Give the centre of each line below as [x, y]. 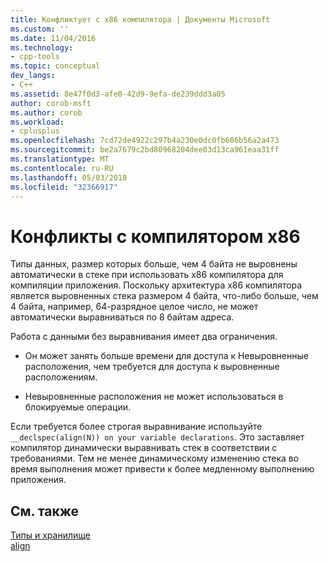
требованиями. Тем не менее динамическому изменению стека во [155, 458]
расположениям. [61, 377]
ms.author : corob [46, 112]
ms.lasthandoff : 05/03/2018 [69, 177]
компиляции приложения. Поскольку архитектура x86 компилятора [156, 285]
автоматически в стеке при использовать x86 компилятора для [147, 275]
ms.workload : [37, 122]
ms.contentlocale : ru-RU [62, 168]
